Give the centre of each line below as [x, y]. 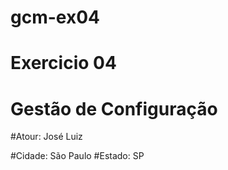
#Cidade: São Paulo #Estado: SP [77, 156]
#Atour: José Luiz [46, 137]
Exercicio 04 [63, 63]
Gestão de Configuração [114, 108]
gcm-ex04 [55, 17]
